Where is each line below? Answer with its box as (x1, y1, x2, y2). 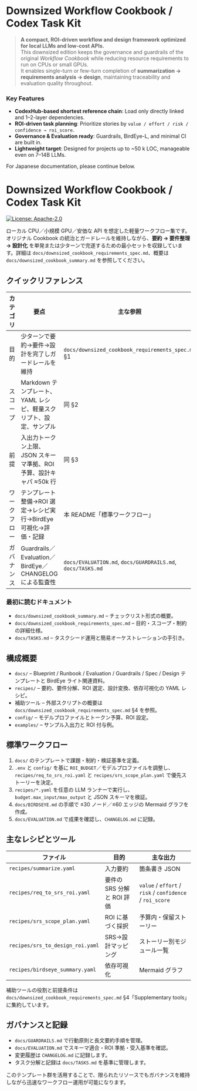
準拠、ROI (26, 460, 55, 468)
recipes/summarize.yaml (9, 865, 76, 871)
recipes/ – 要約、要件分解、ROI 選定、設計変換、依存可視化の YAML (14, 685, 180, 692)
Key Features (6, 94, 45, 102)
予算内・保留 (139, 913, 175, 921)
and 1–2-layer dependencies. (14, 114, 85, 121)
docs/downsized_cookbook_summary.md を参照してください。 (6, 257, 148, 264)
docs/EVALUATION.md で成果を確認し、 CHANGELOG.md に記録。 (14, 815, 158, 823)
